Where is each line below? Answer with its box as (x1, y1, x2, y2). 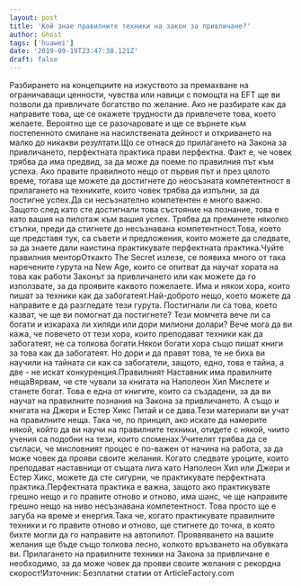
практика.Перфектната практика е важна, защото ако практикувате (9, 482, 271, 492)
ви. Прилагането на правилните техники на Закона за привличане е (9, 548, 270, 559)
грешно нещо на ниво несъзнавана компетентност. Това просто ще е (9, 501, 277, 511)
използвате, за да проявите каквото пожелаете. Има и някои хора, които (9, 281, 290, 291)
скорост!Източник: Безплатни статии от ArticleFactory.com (9, 568, 235, 578)
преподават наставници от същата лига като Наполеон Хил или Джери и (9, 463, 290, 473)
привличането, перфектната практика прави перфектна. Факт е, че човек (9, 147, 292, 158)
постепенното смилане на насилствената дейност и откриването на (9, 128, 272, 138)
